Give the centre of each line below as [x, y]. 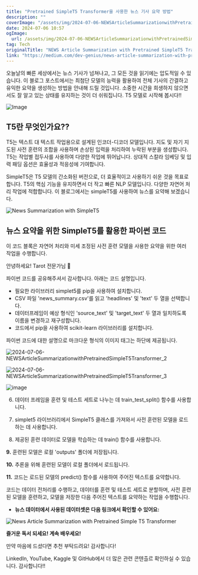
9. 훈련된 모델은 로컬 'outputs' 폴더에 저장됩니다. [62, 452]
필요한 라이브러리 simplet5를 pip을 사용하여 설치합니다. [78, 291]
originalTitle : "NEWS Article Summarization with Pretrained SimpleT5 [95, 50]
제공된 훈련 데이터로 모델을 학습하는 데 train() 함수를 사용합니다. [88, 439]
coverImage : [21, 22]
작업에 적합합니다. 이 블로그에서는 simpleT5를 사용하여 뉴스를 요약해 [91, 192]
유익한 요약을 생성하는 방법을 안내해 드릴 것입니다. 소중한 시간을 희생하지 [89, 88]
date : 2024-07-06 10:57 [35, 28]
